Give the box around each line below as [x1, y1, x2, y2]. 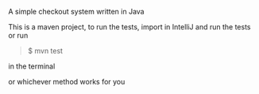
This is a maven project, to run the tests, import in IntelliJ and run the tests [8, 22, 251, 31]
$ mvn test [27, 46, 64, 55]
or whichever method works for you [8, 77, 126, 86]
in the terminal [8, 61, 56, 71]
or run [8, 31, 29, 40]
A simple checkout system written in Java [8, 7, 145, 16]
